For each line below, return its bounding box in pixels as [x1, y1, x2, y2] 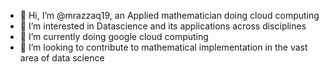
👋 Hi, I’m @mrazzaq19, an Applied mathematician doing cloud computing [19, 10, 320, 21]
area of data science [19, 52, 105, 64]
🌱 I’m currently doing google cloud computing [19, 31, 209, 42]
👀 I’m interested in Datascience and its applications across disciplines [19, 20, 307, 32]
